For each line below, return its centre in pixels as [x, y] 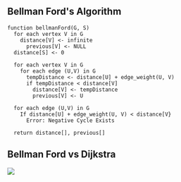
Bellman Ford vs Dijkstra [62, 154]
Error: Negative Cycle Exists [70, 120]
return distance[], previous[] [60, 133]
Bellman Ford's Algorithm [64, 12]
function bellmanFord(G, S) [49, 28]
